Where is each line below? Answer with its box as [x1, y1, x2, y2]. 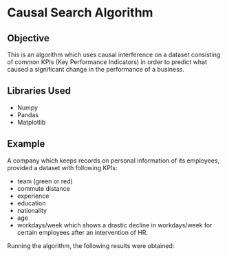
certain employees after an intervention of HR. [17, 228, 149, 236]
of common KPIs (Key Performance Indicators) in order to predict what [7, 58, 208, 66]
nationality [17, 206, 47, 214]
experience [17, 192, 50, 200]
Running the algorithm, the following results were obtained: [7, 241, 175, 249]
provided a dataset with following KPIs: [7, 163, 118, 172]
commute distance [17, 184, 70, 192]
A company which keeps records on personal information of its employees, [7, 156, 220, 165]
